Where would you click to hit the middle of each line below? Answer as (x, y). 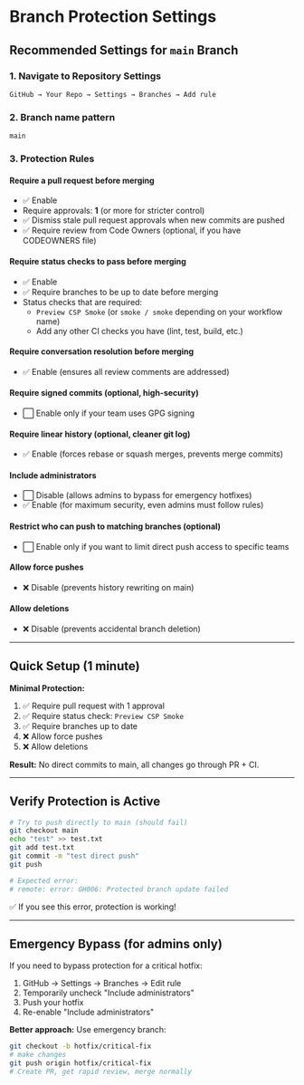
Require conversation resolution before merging (102, 351)
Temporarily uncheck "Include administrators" (108, 993)
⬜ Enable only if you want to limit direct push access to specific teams (156, 546)
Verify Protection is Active (85, 802)
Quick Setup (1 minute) (75, 666)
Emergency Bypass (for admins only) (116, 944)
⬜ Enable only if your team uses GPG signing (109, 413)
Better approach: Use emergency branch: (88, 1030)
